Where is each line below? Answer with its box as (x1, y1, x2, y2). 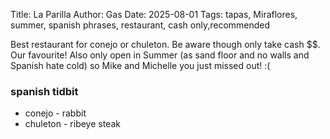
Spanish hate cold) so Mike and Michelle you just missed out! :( (10, 60, 271, 71)
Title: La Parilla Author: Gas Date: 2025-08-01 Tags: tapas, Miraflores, (10, 9, 298, 20)
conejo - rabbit (24, 107, 87, 119)
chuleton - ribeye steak (24, 118, 121, 130)
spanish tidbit (10, 84, 79, 98)
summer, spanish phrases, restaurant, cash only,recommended (10, 19, 271, 31)
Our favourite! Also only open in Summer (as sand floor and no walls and (10, 49, 310, 61)
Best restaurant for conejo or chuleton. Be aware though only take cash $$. (10, 39, 321, 50)
